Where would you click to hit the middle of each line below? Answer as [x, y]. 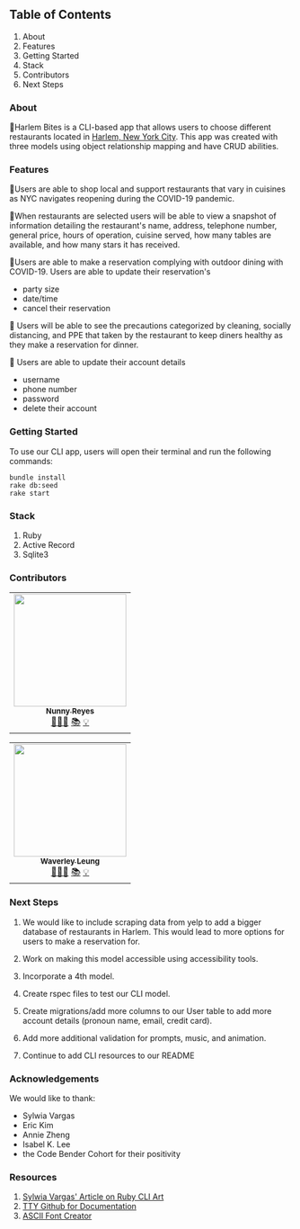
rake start [30, 493]
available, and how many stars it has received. [95, 245]
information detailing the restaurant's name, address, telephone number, [143, 226]
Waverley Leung [70, 861]
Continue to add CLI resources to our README [108, 1055]
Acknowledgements [54, 1079]
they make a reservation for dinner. [74, 345]
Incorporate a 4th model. [68, 976]
